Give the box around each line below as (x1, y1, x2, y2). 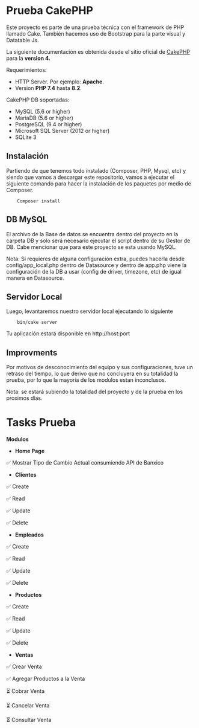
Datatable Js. (6, 36, 39, 43)
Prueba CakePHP (6, 4, 93, 18)
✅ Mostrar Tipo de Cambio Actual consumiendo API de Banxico (6, 459, 164, 466)
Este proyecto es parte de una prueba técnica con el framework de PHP (6, 24, 185, 31)
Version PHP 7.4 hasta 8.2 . (14, 84, 82, 91)
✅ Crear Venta (6, 663, 42, 671)
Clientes (14, 471, 37, 478)
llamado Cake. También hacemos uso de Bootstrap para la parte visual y (6, 30, 186, 37)
